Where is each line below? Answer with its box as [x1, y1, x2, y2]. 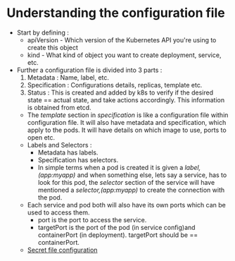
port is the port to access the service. [37, 215, 147, 224]
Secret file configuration [27, 245, 98, 254]
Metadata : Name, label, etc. [27, 73, 110, 82]
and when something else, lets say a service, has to [77, 171, 227, 179]
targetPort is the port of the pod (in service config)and [37, 223, 196, 231]
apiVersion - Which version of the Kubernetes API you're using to [27, 35, 217, 44]
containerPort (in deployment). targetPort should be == [37, 231, 198, 239]
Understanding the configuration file [6, 5, 226, 21]
